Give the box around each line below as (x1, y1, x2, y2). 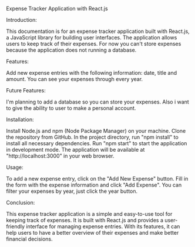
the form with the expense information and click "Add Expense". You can (6, 182, 182, 188)
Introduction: (6, 16, 37, 23)
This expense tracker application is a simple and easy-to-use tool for (6, 211, 173, 217)
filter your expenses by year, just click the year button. (6, 188, 138, 195)
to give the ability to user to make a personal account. (6, 105, 136, 111)
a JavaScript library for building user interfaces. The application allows (6, 34, 177, 41)
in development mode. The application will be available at (6, 146, 145, 153)
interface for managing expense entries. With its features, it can (26, 223, 180, 230)
